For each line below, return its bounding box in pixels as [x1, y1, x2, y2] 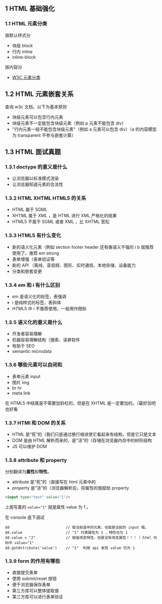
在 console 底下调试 [5, 514, 44, 520]
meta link [12, 390, 30, 396]
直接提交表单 [12, 570, 38, 575]
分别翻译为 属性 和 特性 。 [5, 469, 52, 475]
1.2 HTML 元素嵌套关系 [5, 90, 74, 98]
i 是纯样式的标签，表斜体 [12, 300, 61, 305]
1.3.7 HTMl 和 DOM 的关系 [5, 419, 66, 426]
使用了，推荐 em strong [12, 250, 59, 256]
